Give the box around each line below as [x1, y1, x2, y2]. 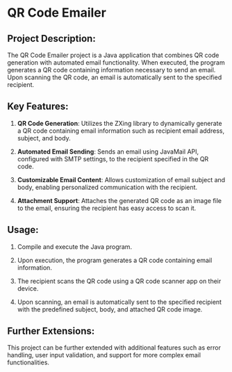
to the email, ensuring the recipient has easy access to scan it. [17, 204, 197, 212]
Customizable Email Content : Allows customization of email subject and [17, 175, 226, 184]
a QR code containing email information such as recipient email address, [17, 127, 224, 135]
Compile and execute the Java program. [17, 242, 133, 251]
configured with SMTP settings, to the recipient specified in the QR [17, 154, 209, 163]
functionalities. [7, 358, 50, 366]
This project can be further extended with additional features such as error [7, 343, 221, 352]
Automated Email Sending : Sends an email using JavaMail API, [17, 147, 199, 156]
